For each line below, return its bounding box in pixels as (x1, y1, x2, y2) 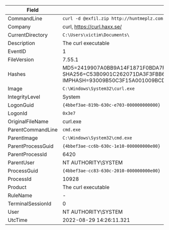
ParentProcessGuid (8, 143, 54, 150)
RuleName (8, 192, 33, 199)
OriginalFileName (8, 118, 49, 125)
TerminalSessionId (8, 200, 52, 207)
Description (8, 40, 35, 47)
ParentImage (8, 134, 38, 141)
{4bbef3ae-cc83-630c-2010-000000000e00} (62, 168, 161, 173)
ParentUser (8, 159, 35, 166)
